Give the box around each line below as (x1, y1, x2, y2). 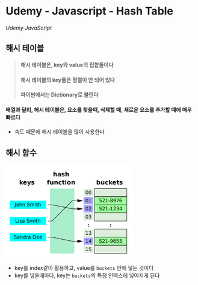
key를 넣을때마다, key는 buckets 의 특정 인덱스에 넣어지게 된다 (14, 272, 160, 279)
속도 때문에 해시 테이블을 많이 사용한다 (14, 128, 105, 135)
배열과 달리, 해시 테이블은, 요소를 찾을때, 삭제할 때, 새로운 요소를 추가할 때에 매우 (5, 106, 192, 113)
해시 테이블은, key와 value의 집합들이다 (20, 61, 114, 68)
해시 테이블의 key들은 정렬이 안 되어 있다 (20, 76, 116, 83)
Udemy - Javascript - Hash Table (5, 4, 174, 18)
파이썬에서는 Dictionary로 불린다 (20, 91, 99, 98)
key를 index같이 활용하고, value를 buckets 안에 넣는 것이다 (14, 264, 154, 271)
